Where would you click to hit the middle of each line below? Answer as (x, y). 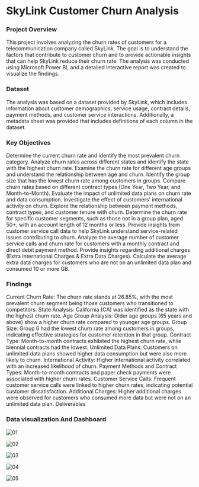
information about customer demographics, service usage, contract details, (98, 108)
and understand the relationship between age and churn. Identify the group (98, 174)
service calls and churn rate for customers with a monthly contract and (93, 243)
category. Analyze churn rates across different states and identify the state (98, 162)
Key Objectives (28, 142)
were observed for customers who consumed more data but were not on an (99, 398)
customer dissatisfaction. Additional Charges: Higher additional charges (94, 392)
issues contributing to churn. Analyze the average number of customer (93, 238)
